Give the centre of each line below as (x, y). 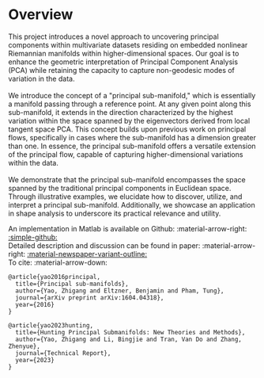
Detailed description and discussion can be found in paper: (104, 245)
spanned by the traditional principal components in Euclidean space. (120, 188)
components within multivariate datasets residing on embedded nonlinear (128, 44)
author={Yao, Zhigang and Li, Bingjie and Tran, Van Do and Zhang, (129, 339)
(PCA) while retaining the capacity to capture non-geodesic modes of (122, 70)
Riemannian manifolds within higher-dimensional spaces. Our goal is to (124, 53)
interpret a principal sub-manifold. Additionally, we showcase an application (132, 204)
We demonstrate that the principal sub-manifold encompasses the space (127, 179)
